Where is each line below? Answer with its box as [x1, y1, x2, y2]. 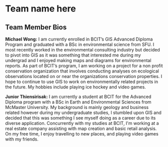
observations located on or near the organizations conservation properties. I [5, 73, 162, 79]
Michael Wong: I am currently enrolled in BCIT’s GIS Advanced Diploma [5, 36, 153, 42]
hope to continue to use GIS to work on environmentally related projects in [5, 78, 158, 84]
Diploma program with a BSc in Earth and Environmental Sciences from [5, 99, 151, 105]
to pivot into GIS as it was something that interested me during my [5, 52, 141, 58]
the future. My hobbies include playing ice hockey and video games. [5, 84, 146, 90]
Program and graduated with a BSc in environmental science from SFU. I [5, 41, 154, 47]
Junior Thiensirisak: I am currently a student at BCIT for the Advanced [5, 93, 151, 99]
